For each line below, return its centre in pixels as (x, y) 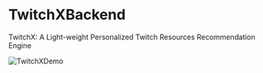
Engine (20, 45)
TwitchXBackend (67, 15)
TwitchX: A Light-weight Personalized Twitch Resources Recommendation (132, 37)
